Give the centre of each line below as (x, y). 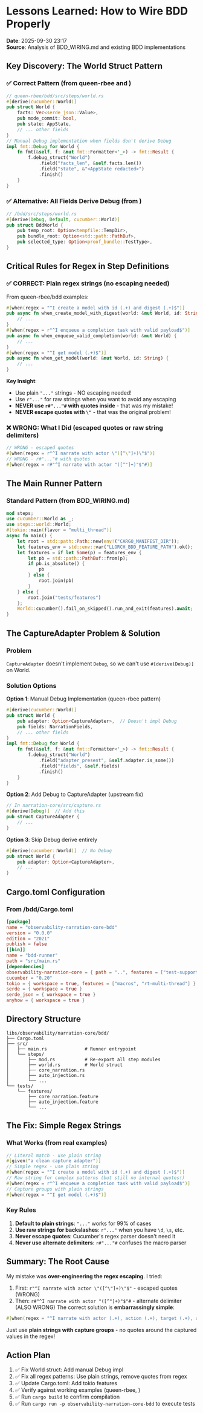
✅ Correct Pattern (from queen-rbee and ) (69, 83)
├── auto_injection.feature (63, 1102)
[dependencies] (25, 966)
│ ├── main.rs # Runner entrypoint (71, 1049)
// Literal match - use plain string (54, 1156)
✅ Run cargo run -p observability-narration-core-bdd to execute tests (105, 1404)
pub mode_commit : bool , (47, 118)
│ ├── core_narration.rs (46, 1070)
